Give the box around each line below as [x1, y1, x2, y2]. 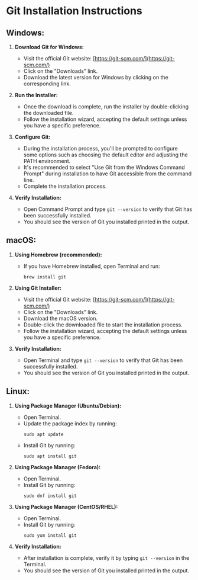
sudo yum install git [23, 532, 77, 539]
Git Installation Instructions [6, 4, 143, 18]
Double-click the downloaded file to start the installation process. [23, 321, 183, 328]
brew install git [23, 274, 67, 280]
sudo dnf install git [23, 493, 77, 499]
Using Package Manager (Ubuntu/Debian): [14, 402, 122, 409]
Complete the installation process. [23, 182, 107, 190]
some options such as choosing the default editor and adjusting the [23, 151, 188, 158]
